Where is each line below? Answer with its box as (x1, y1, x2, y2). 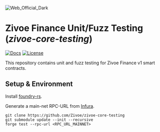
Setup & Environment (5, 80, 73, 89)
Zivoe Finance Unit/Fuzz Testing (5, 23, 143, 34)
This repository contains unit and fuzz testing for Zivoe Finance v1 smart (5, 60, 155, 66)
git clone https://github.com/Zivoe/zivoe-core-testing (5, 113, 125, 118)
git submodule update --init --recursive (5, 117, 94, 122)
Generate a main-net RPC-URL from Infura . (5, 103, 95, 109)
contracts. (5, 65, 27, 71)
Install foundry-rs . (5, 93, 42, 99)
